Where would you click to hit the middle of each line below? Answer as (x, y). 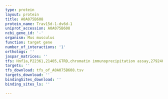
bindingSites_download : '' (33, 79)
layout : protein (22, 14)
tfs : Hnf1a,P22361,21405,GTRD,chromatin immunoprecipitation (70, 61)
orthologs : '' (20, 51)
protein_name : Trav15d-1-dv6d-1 (39, 24)
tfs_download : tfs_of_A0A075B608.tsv (44, 70)
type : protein (20, 10)
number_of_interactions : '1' (35, 47)
